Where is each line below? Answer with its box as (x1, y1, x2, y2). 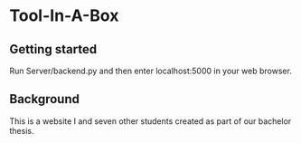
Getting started (9, 42, 98, 57)
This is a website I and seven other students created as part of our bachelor (9, 115, 292, 127)
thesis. (9, 125, 34, 136)
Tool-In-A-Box (9, 5, 119, 26)
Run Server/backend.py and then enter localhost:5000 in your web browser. (9, 65, 292, 76)
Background (9, 91, 80, 107)
